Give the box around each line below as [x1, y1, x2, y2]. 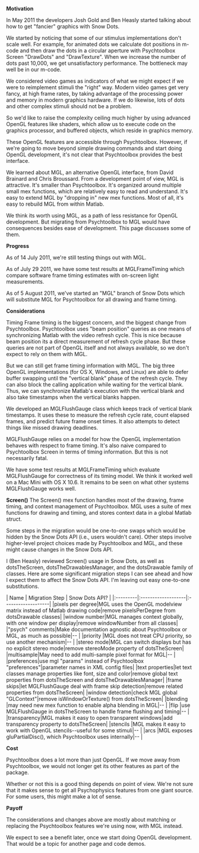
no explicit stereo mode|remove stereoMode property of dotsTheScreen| [6, 645, 184, 651]
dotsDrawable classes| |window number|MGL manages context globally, [6, 613, 184, 620]
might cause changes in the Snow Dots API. [6, 546, 113, 553]
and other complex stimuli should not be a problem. [6, 103, 132, 109]
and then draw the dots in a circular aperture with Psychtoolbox [20, 47, 176, 54]
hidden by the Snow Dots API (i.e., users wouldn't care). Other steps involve [6, 533, 192, 540]
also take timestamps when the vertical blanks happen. [6, 394, 141, 401]
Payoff [6, 805, 23, 811]
